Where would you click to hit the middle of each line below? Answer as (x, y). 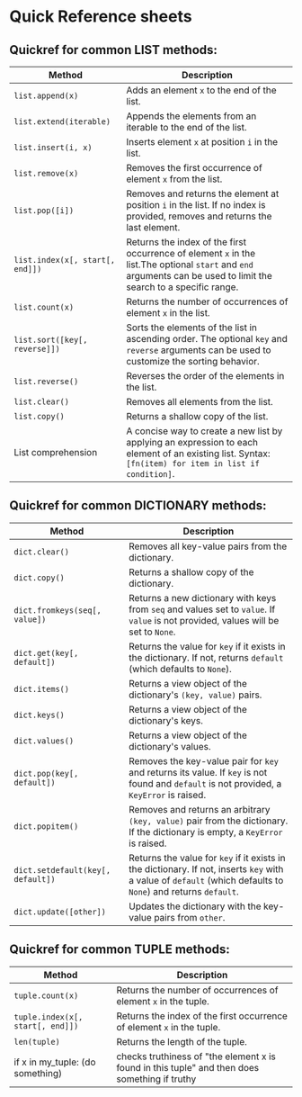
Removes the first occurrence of (194, 168)
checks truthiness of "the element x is (196, 1057)
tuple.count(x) (46, 995)
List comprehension (56, 452)
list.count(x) (44, 307)
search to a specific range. (182, 287)
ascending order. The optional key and (206, 339)
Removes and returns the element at (202, 193)
